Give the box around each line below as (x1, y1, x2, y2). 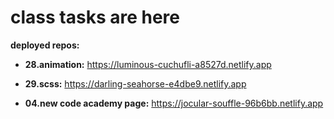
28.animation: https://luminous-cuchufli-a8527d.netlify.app (24, 58, 272, 70)
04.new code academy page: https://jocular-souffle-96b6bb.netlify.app (24, 97, 324, 109)
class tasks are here (10, 6, 180, 29)
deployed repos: (10, 39, 80, 51)
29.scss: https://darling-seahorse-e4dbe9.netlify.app (24, 77, 247, 90)
